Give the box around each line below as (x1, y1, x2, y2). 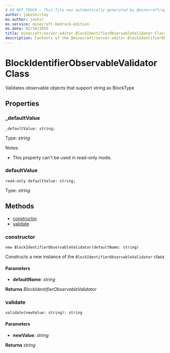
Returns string (5, 342, 36, 348)
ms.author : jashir (5, 17, 44, 22)
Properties (5, 99, 39, 108)
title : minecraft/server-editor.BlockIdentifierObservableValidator (5, 31, 153, 36)
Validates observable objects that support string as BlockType (5, 84, 135, 91)
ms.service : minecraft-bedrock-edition (5, 21, 90, 27)
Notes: (5, 144, 19, 150)
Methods (5, 202, 34, 211)
